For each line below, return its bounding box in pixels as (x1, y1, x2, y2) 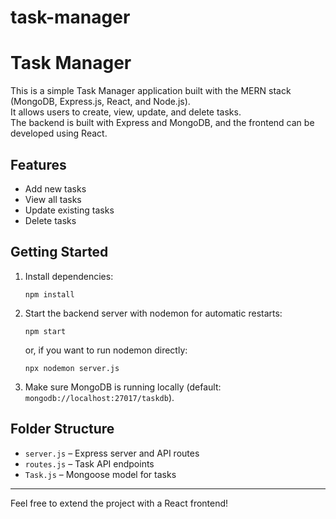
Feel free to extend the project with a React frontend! (10, 497, 229, 509)
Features (10, 156, 67, 173)
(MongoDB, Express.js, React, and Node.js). (10, 96, 191, 108)
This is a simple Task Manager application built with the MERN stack (10, 85, 292, 97)
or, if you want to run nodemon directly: (24, 344, 188, 356)
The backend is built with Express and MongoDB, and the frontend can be (10, 117, 315, 129)
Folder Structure (10, 421, 115, 438)
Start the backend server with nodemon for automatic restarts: (24, 307, 283, 319)
